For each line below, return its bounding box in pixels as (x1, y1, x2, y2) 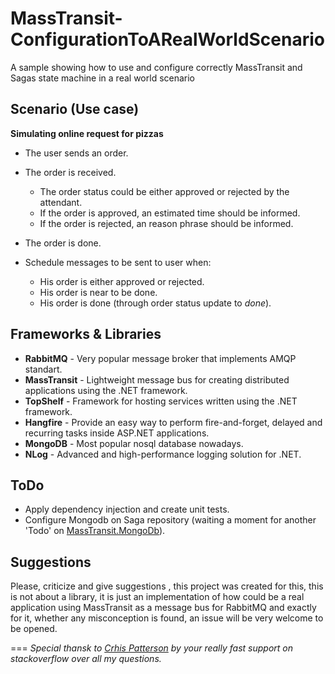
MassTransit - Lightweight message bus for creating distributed (24, 373, 290, 386)
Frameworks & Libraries (10, 326, 162, 343)
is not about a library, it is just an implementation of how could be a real (10, 591, 305, 603)
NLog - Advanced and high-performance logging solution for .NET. (24, 448, 302, 460)
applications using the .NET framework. (24, 384, 188, 396)
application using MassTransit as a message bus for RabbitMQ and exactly (10, 602, 317, 614)
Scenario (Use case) (10, 101, 140, 118)
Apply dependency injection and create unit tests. (24, 503, 230, 516)
